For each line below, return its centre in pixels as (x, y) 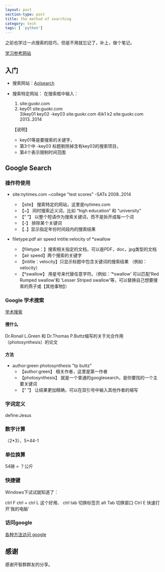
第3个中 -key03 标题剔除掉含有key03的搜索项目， (70, 146)
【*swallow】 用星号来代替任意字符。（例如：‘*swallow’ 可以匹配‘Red (89, 274)
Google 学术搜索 (25, 300)
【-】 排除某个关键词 (41, 223)
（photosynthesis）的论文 (32, 342)
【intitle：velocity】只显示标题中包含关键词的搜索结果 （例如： (83, 261)
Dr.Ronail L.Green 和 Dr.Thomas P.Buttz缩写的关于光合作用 (64, 336)
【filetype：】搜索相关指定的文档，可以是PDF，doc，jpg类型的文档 (88, 249)
